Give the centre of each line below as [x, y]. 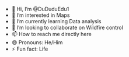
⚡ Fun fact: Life [30, 49]
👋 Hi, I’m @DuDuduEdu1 [40, 9]
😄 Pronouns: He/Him [37, 42]
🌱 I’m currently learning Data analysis [56, 21]
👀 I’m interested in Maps [41, 15]
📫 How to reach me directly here [51, 34]
